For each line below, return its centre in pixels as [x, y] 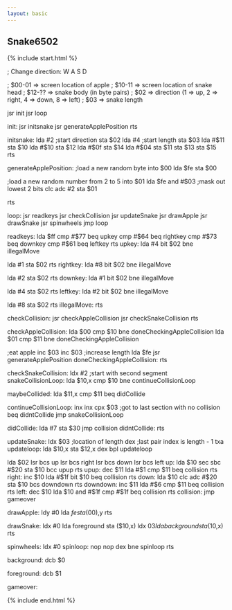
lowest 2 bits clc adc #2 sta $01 [52, 189]
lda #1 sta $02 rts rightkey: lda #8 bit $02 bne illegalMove [89, 264]
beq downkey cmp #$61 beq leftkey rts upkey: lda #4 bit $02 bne [100, 244]
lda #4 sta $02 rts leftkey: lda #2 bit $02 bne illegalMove [88, 291]
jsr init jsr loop [27, 113]
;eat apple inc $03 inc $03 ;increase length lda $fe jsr [84, 352]
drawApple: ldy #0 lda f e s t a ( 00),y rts [60, 512]
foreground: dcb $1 [35, 574]
